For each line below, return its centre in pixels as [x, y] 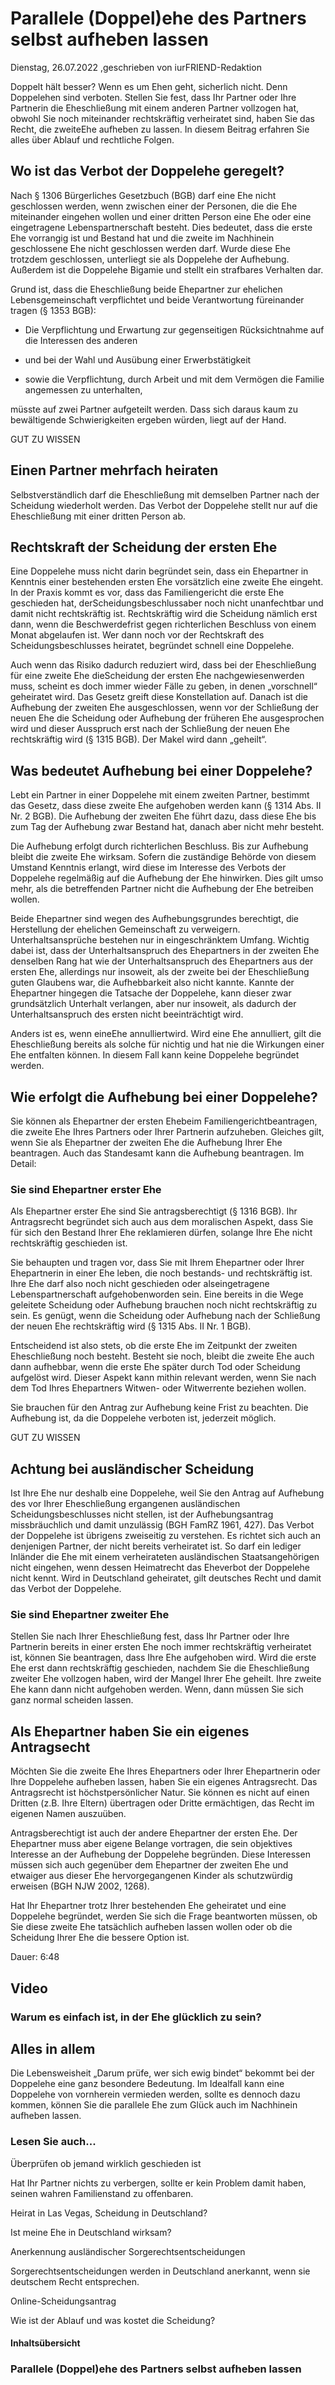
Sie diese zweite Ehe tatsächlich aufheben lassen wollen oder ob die [151, 1927]
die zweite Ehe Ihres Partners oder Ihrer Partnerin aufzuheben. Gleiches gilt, [167, 1131]
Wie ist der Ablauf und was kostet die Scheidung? [113, 2320]
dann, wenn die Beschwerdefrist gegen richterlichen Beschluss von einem [163, 624]
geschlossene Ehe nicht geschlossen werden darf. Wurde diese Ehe [150, 248]
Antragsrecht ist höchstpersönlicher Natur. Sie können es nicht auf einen [160, 1793]
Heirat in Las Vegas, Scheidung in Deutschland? [109, 2213]
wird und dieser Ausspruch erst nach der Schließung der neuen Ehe [150, 729]
